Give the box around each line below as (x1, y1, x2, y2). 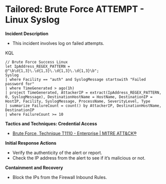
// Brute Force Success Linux (5, 59, 68, 64)
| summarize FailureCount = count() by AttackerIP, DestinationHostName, (5, 103, 162, 108)
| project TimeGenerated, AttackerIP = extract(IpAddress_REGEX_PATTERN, (5, 90, 162, 95)
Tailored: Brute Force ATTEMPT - (5, 3, 145, 15)
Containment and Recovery (5, 165, 63, 171)
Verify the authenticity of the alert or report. (12, 150, 102, 156)
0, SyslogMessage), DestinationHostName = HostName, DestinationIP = (5, 94, 153, 99)
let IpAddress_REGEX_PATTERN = (5, 64, 70, 69)
